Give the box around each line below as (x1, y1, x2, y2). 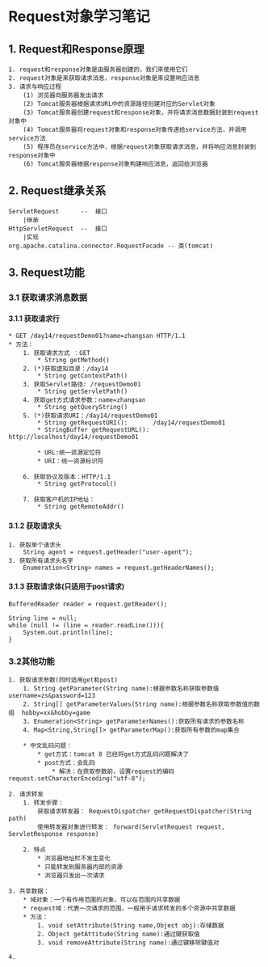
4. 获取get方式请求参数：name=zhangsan (23, 396, 146, 404)
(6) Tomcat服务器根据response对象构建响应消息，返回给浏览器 (23, 160, 208, 168)
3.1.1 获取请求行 (8, 313, 60, 323)
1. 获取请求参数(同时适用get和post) (8, 676, 119, 684)
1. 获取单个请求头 (8, 541, 62, 549)
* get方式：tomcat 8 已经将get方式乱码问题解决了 (37, 750, 190, 758)
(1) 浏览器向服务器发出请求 (23, 91, 104, 99)
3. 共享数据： (8, 887, 50, 896)
